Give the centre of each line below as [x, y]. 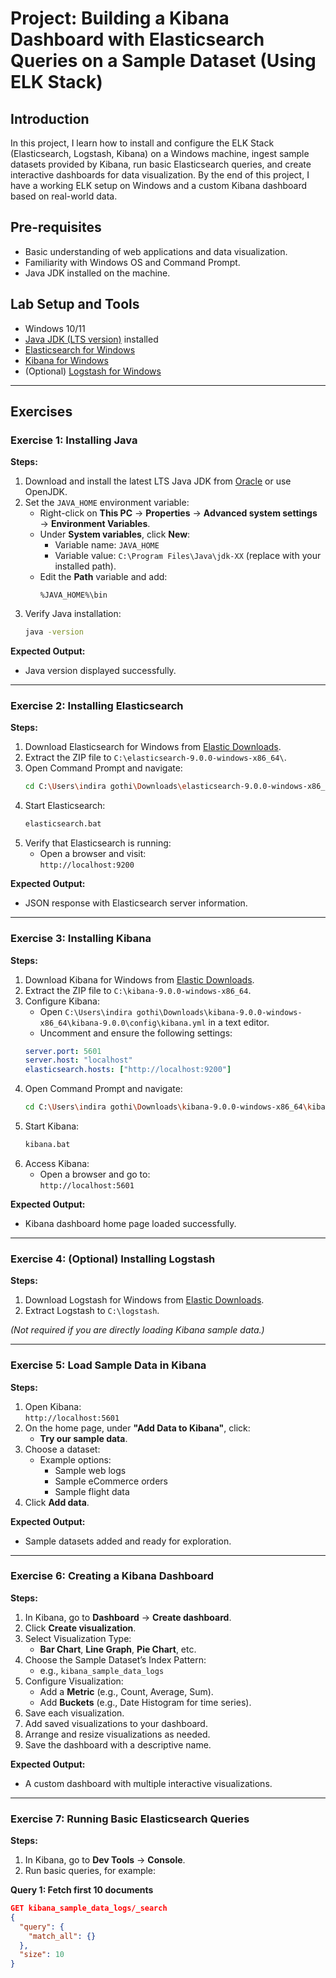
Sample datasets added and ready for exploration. [128, 1541]
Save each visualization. [74, 1713]
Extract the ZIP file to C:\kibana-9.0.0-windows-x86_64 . [138, 990]
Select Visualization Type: [78, 1638]
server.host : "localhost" [78, 1060]
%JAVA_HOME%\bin [73, 595]
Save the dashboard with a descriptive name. [118, 1744]
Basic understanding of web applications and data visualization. [156, 251]
